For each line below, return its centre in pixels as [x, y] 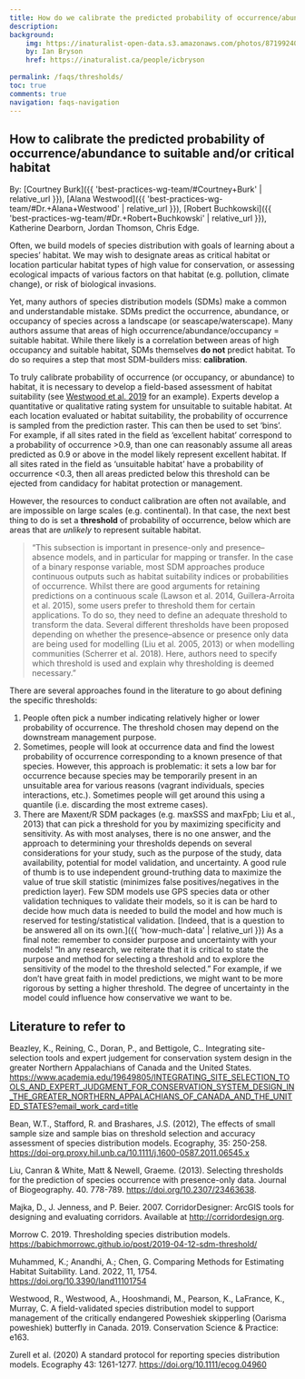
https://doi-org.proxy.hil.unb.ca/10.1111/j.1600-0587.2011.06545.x [129, 1153]
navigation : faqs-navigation [64, 102]
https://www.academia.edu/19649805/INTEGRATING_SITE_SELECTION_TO [150, 1077]
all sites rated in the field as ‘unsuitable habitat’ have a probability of [137, 464]
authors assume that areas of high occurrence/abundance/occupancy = [144, 331]
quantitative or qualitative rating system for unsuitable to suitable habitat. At [151, 406]
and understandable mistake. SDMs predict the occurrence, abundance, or [149, 312]
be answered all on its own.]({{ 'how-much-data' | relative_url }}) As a [153, 930]
